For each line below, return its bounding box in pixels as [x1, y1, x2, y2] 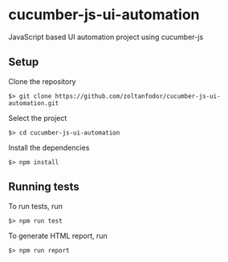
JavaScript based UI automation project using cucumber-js [8, 32, 204, 42]
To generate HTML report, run [8, 231, 108, 240]
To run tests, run [8, 201, 63, 211]
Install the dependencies [8, 143, 90, 152]
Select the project [8, 113, 67, 123]
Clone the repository [8, 76, 76, 86]
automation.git [8, 99, 59, 107]
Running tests [8, 180, 80, 194]
